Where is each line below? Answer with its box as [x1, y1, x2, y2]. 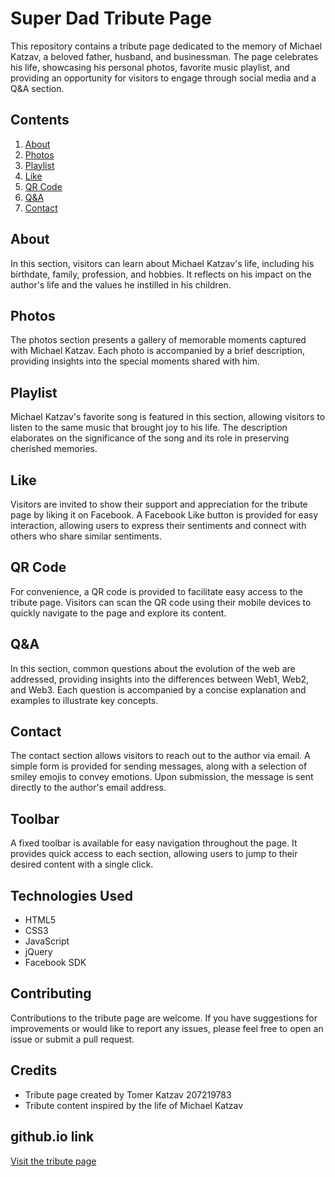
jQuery [24, 946, 53, 958]
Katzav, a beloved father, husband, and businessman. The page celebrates [10, 50, 319, 62]
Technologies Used [10, 887, 133, 904]
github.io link [10, 1128, 95, 1146]
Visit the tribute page [10, 1155, 97, 1167]
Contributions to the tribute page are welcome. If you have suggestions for [10, 1012, 318, 1024]
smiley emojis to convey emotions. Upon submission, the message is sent [10, 771, 314, 783]
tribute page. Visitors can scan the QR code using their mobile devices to [10, 596, 312, 608]
